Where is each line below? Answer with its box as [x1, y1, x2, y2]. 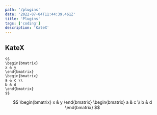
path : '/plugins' [5, 7, 41, 12]
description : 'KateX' [5, 25, 50, 30]
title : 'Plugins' [5, 16, 41, 21]
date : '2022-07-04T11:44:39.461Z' [5, 12, 76, 17]
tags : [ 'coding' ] [5, 21, 41, 26]
